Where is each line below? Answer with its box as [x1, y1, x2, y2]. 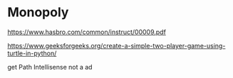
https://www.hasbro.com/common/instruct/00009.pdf [7, 28, 166, 36]
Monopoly [7, 4, 69, 21]
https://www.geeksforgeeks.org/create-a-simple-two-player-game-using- [7, 41, 226, 50]
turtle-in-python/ [7, 49, 57, 57]
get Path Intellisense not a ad [7, 62, 93, 71]
